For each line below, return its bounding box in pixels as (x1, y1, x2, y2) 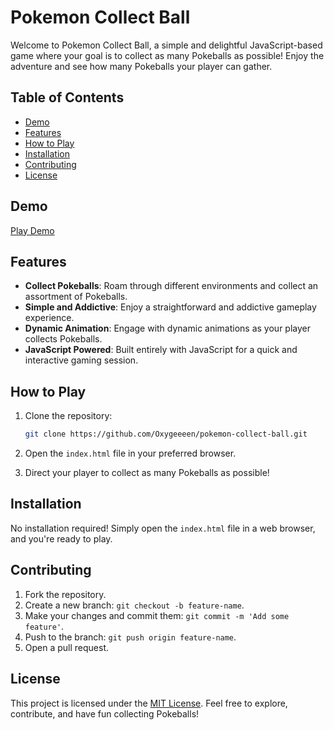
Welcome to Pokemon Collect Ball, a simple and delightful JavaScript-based (10, 39, 323, 51)
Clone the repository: (24, 410, 113, 422)
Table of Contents (10, 89, 125, 106)
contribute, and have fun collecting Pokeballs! (10, 707, 200, 720)
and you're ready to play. (10, 532, 113, 545)
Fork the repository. (24, 588, 107, 600)
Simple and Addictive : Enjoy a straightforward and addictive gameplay (24, 301, 317, 313)
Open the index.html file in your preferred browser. (24, 447, 237, 460)
